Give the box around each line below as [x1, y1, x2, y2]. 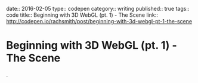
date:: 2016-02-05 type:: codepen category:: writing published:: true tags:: [6, 5, 190, 12]
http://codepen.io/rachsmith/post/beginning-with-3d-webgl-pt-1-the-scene [6, 18, 193, 24]
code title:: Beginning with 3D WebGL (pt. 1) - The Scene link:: [6, 11, 158, 19]
